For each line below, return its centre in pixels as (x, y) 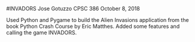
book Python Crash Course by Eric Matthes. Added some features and (93, 26)
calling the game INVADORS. (42, 33)
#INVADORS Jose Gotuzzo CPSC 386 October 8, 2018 (73, 9)
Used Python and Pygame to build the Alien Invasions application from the (98, 20)
